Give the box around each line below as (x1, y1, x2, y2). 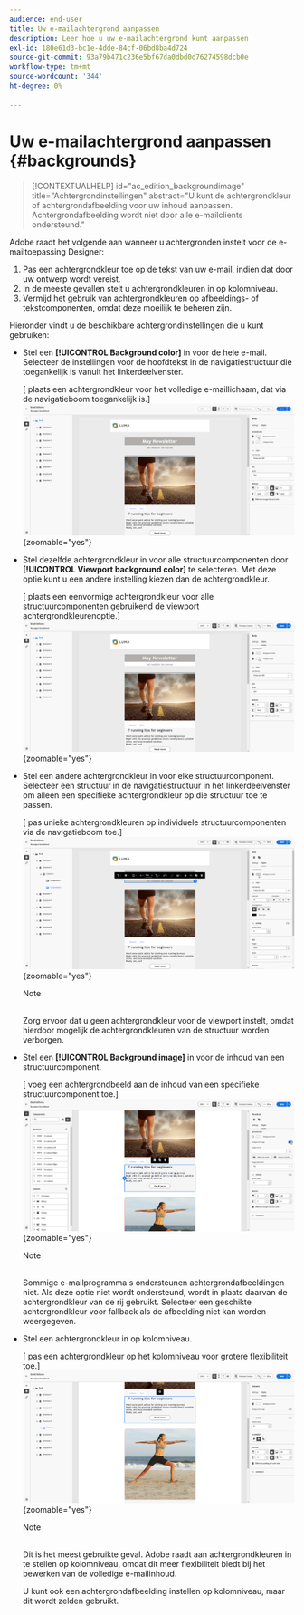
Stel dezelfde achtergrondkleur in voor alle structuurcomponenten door (22, 553, 289, 565)
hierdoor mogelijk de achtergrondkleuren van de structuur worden (22, 1024, 270, 1036)
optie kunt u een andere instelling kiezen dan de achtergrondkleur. (22, 573, 270, 584)
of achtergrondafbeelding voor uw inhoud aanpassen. (31, 199, 233, 210)
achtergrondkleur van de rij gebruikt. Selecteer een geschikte (22, 1296, 252, 1307)
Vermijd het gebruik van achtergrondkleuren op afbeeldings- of (22, 293, 260, 303)
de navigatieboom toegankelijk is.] (22, 393, 151, 404)
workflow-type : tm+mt (9, 62, 91, 72)
